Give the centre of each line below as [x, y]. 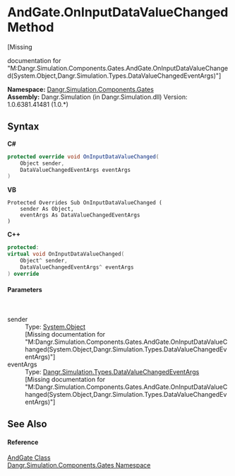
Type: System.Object [55, 327]
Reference [23, 442]
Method [31, 27]
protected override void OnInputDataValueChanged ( [83, 156]
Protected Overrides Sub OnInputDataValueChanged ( [85, 203]
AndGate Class [29, 458]
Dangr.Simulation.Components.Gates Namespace [79, 465]
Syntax [23, 127]
